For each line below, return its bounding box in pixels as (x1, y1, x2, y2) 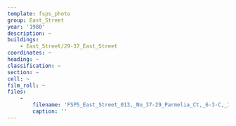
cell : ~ (7, 75, 30, 83)
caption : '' (32, 108, 68, 115)
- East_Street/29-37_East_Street (20, 43, 118, 50)
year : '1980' (7, 23, 46, 30)
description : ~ (7, 29, 52, 37)
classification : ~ (7, 62, 61, 69)
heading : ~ (7, 56, 39, 63)
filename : (32, 101, 61, 108)
